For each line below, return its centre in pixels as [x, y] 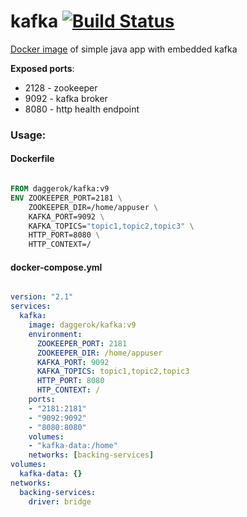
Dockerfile [32, 159]
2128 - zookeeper [61, 87]
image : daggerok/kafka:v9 [82, 325]
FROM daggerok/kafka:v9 [60, 189]
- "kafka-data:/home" [73, 446]
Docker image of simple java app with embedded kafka [124, 49]
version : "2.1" [42, 297]
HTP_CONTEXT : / [68, 390]
